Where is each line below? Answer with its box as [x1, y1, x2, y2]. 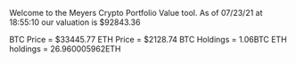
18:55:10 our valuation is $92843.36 [9, 17, 141, 28]
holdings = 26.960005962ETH [9, 43, 122, 54]
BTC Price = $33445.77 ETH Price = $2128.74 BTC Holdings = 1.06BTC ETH [9, 35, 287, 44]
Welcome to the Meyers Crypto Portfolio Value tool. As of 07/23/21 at [9, 8, 263, 18]
